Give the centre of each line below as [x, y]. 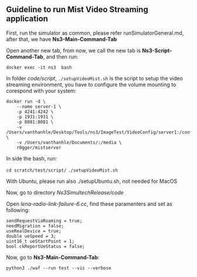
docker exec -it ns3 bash [39, 67]
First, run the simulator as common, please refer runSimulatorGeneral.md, [95, 33]
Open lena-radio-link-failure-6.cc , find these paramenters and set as [89, 204]
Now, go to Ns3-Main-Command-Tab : [53, 257]
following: [18, 210]
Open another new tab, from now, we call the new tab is [74, 50]
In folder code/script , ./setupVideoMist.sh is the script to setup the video [94, 78]
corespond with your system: [41, 91]
